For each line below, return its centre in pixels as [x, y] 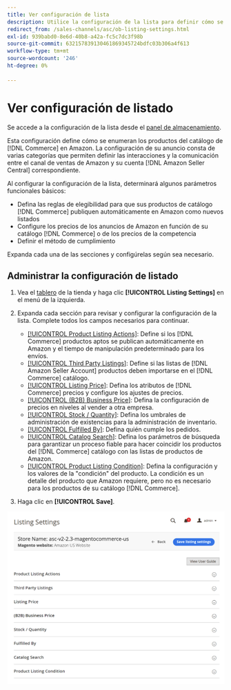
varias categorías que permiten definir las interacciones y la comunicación [113, 155]
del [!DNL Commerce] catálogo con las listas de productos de [115, 451]
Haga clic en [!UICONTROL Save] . [66, 502]
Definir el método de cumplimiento [66, 241]
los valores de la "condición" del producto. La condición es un [116, 474]
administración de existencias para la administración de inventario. [122, 422]
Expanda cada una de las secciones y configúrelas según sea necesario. [111, 254]
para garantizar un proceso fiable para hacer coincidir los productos [124, 444]
